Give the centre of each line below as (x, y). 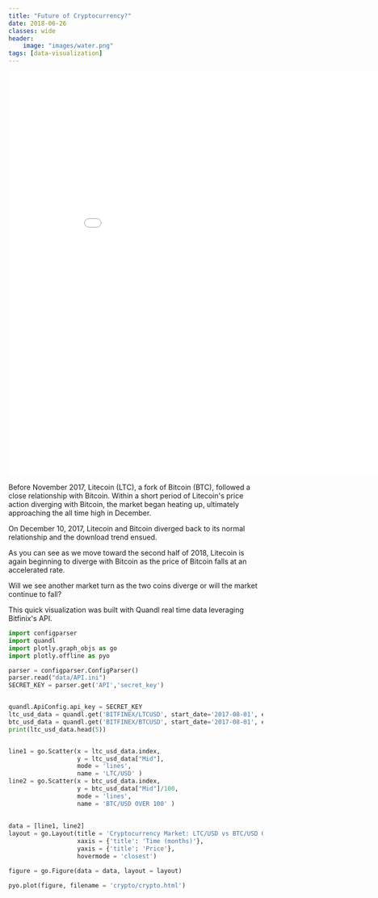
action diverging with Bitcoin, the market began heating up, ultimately (124, 504)
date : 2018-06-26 (38, 23)
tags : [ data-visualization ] (56, 53)
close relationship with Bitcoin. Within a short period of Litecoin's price (126, 496)
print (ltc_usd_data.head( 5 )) (57, 729)
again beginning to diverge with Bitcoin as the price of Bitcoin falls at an (128, 561)
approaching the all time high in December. (80, 513)
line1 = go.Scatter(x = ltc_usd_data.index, (84, 751)
